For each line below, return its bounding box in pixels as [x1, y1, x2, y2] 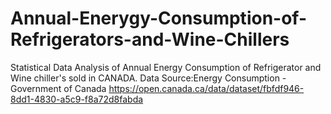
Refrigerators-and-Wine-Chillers [10, 28, 290, 51]
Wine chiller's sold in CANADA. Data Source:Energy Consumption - [10, 72, 287, 84]
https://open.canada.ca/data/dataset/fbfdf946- [108, 82, 305, 94]
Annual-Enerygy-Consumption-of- [10, 7, 308, 30]
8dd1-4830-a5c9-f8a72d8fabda [10, 93, 144, 105]
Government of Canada [10, 82, 107, 94]
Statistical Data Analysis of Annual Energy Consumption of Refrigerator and [10, 61, 322, 73]
